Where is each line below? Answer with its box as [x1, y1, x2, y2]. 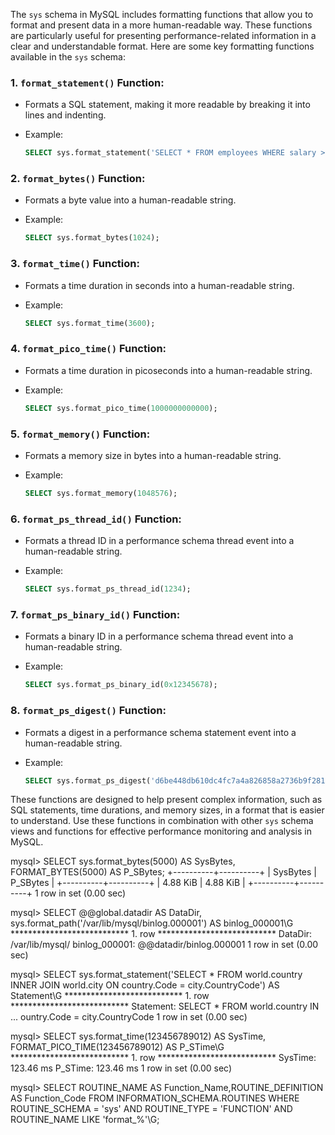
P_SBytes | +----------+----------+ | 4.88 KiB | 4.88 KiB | [10, 877, 246, 889]
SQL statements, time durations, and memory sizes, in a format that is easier [10, 804, 325, 816]
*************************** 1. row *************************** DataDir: [10, 928, 313, 940]
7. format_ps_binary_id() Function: [10, 607, 181, 621]
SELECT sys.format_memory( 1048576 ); [24, 488, 178, 498]
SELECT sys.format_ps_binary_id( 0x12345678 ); [24, 680, 218, 690]
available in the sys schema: [10, 51, 127, 63]
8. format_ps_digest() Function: [10, 704, 167, 718]
